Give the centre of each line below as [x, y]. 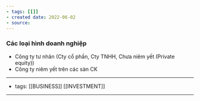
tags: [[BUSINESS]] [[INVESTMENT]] [60, 86]
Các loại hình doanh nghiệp [46, 43]
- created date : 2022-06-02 [41, 17]
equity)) [24, 62]
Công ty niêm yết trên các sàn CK [56, 69]
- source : [18, 23]
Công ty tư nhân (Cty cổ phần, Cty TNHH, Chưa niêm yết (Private [95, 56]
